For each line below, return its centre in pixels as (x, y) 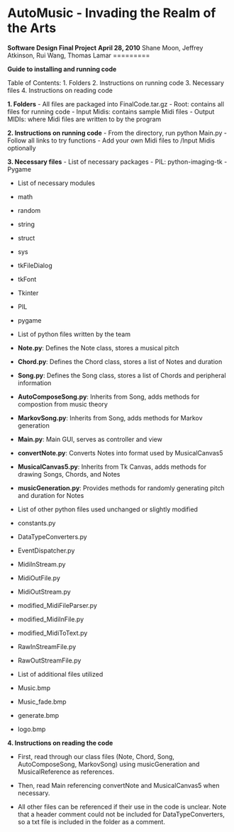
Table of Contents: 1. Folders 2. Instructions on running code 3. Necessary (116, 82)
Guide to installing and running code (62, 69)
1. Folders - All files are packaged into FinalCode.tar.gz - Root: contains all (116, 104)
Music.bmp (34, 688)
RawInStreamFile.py (47, 646)
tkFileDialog (35, 265)
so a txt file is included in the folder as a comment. (91, 821)
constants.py (37, 523)
